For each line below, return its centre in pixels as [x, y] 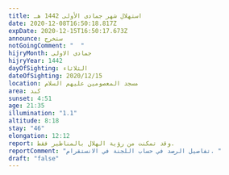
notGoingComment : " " [46, 46]
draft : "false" [34, 158]
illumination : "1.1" [43, 114]
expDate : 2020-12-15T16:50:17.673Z [68, 31]
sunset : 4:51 [30, 98]
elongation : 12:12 [39, 135]
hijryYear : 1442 [35, 61]
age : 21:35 [27, 106]
